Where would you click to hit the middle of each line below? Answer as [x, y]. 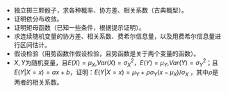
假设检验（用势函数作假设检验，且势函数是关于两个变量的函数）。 [107, 53]
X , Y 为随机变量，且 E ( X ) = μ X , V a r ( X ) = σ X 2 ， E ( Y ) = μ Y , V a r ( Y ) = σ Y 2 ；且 [116, 63]
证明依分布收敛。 [38, 19]
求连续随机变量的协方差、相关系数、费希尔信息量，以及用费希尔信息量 [114, 36]
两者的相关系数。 [38, 83]
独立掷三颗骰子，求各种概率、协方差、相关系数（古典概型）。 [100, 10]
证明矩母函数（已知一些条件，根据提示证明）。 [79, 27]
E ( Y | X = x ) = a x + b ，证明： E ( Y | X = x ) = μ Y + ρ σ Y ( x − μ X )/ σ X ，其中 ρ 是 [116, 73]
